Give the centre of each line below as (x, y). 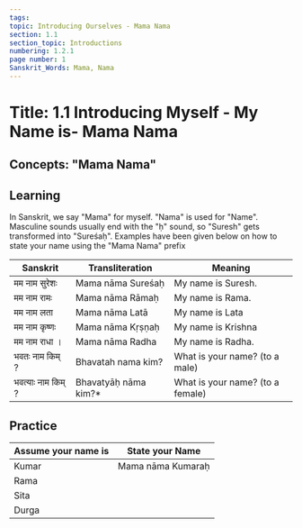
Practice (33, 426)
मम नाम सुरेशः (36, 283)
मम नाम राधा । (38, 341)
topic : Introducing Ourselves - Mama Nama (90, 26)
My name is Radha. (214, 341)
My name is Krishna (216, 327)
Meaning (231, 269)
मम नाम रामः (33, 298)
